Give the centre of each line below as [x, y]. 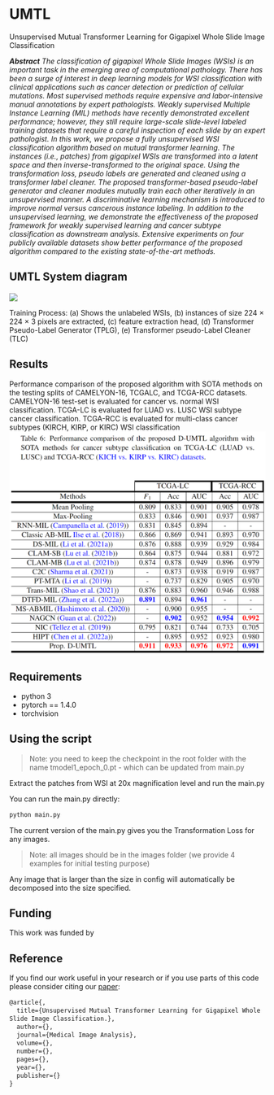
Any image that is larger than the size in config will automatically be [122, 879]
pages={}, [33, 1060]
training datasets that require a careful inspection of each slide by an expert [137, 130]
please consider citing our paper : [65, 987]
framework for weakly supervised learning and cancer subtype [115, 225]
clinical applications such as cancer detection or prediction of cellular [127, 87]
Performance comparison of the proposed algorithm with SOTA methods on [136, 384]
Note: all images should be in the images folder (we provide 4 [132, 854]
